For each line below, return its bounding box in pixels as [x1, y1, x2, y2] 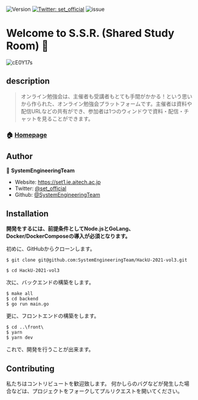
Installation [6, 209, 49, 219]
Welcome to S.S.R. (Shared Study [6, 27, 175, 40]
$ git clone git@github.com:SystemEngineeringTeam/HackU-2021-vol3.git [6, 257, 187, 263]
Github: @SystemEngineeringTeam [14, 191, 100, 199]
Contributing [6, 364, 55, 374]
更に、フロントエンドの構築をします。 [6, 312, 100, 320]
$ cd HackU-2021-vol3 [6, 268, 60, 274]
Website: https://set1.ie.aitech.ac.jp [14, 179, 101, 186]
